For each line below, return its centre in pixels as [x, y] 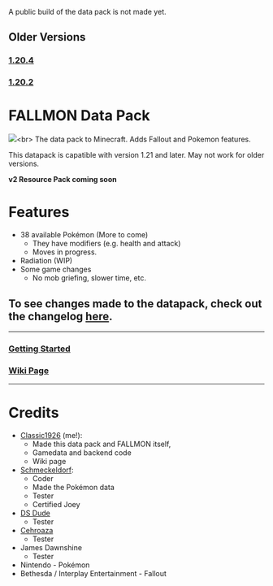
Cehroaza [37, 531]
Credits [34, 413]
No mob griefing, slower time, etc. [89, 278]
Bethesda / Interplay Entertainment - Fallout [93, 574]
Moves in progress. [65, 252]
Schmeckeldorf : [47, 470]
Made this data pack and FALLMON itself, [102, 444]
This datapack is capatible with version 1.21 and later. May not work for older [136, 155]
